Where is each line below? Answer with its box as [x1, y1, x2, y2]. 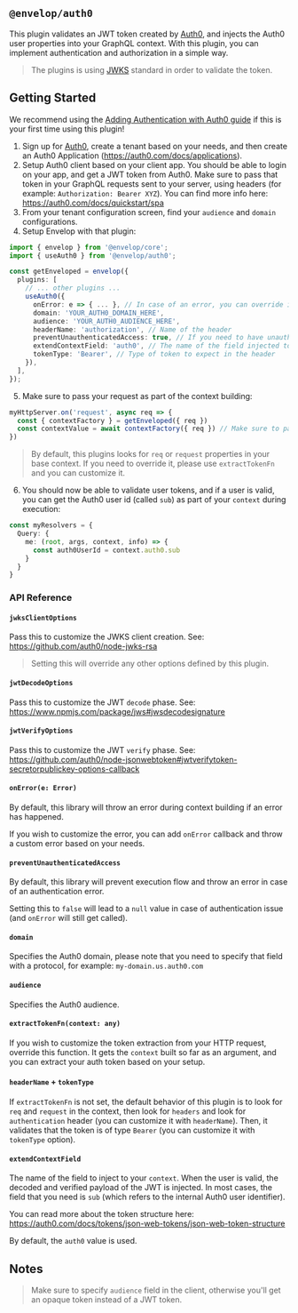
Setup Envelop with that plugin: [21, 226, 137, 236]
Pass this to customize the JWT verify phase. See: [9, 744, 196, 755]
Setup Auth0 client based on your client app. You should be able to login [21, 159, 286, 170]
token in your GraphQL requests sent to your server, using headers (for [21, 178, 282, 189]
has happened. [9, 811, 64, 821]
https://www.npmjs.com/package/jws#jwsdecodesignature [9, 706, 226, 717]
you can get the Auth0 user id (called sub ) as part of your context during [21, 494, 286, 505]
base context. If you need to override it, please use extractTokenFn [30, 458, 275, 469]
